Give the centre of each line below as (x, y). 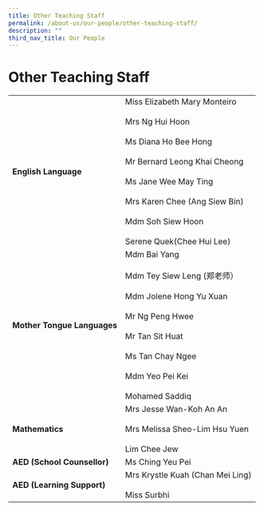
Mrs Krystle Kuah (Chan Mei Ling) (188, 475)
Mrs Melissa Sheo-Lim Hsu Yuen (187, 430)
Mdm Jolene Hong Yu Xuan (176, 296)
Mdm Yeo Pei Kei (157, 376)
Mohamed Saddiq (158, 396)
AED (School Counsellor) (61, 462)
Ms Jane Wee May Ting (169, 182)
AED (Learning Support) (59, 485)
